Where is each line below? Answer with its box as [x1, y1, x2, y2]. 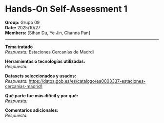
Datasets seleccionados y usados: [5, 73, 77, 79]
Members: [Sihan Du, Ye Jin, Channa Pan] [5, 30, 90, 35]
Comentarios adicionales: [5, 107, 59, 113]
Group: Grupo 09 [5, 19, 40, 25]
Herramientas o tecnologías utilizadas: [5, 58, 85, 64]
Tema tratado [5, 44, 33, 50]
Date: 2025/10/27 [5, 24, 41, 30]
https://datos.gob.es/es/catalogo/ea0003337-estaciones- [28, 78, 145, 84]
